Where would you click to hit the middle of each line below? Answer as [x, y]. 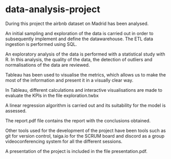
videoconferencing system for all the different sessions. [64, 141]
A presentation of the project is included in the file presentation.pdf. [77, 151]
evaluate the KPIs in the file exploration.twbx [52, 95]
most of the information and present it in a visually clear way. [69, 80]
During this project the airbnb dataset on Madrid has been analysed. [77, 23]
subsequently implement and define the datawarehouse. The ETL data [79, 39]
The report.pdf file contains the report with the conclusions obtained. [78, 120]
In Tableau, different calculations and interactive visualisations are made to [84, 90]
